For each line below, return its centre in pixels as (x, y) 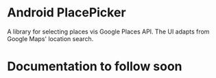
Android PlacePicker (67, 13)
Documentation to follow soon (95, 67)
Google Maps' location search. (50, 38)
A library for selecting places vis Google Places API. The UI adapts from (108, 31)
